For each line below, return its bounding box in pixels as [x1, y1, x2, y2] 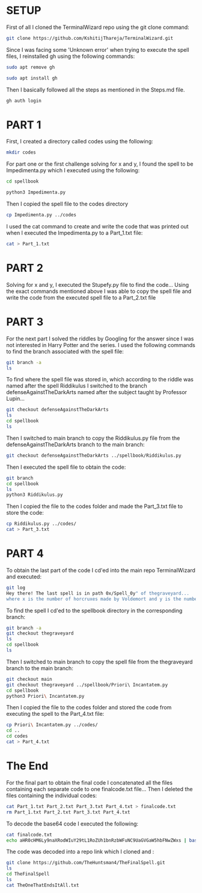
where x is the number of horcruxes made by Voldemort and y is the [6, 596, 182, 602]
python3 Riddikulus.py [6, 492, 63, 498]
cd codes [6, 733, 28, 739]
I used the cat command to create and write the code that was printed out [6, 222, 189, 230]
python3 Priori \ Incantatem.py [6, 693, 85, 699]
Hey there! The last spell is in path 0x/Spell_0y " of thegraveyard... [6, 590, 189, 597]
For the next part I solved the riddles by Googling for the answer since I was [6, 335, 194, 342]
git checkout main [6, 676, 52, 682]
